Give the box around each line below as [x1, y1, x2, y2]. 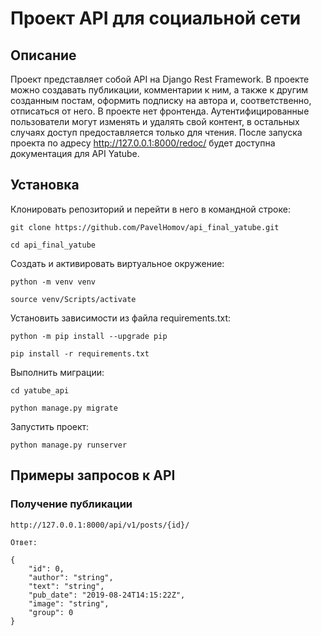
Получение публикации [10, 497, 133, 511]
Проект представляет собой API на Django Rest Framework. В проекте [10, 73, 310, 85]
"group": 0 [28, 607, 74, 617]
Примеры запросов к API [10, 467, 176, 484]
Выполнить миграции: [10, 366, 105, 378]
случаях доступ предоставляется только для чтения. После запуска [10, 127, 303, 138]
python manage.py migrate [10, 403, 118, 413]
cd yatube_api [10, 385, 70, 396]
